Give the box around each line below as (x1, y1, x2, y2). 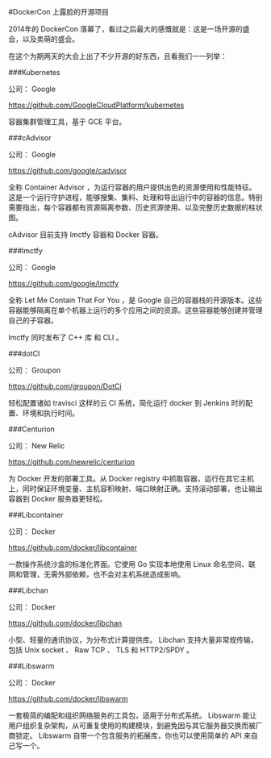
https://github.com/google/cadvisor (8, 166, 127, 175)
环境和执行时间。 (22, 408, 79, 418)
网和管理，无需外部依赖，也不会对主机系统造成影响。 (8, 569, 186, 579)
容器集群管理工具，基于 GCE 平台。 (8, 117, 127, 127)
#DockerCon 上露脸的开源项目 (8, 7, 109, 16)
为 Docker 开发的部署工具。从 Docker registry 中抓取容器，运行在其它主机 (8, 474, 254, 483)
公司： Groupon (8, 365, 61, 375)
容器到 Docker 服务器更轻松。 (8, 494, 107, 503)
